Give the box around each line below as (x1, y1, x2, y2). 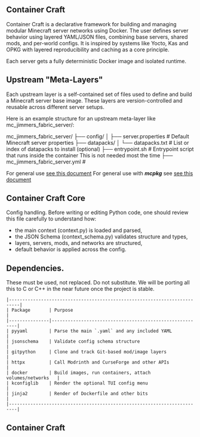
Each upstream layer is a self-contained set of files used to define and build (6, 91, 192, 98)
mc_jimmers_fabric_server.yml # (6, 158, 86, 165)
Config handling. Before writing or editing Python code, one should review (6, 209, 189, 216)
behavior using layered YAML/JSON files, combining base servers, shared (6, 33, 188, 41)
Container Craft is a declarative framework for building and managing (6, 20, 177, 27)
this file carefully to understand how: (6, 215, 97, 222)
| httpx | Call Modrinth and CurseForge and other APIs (6, 359, 170, 365)
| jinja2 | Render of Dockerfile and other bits (6, 390, 148, 397)
